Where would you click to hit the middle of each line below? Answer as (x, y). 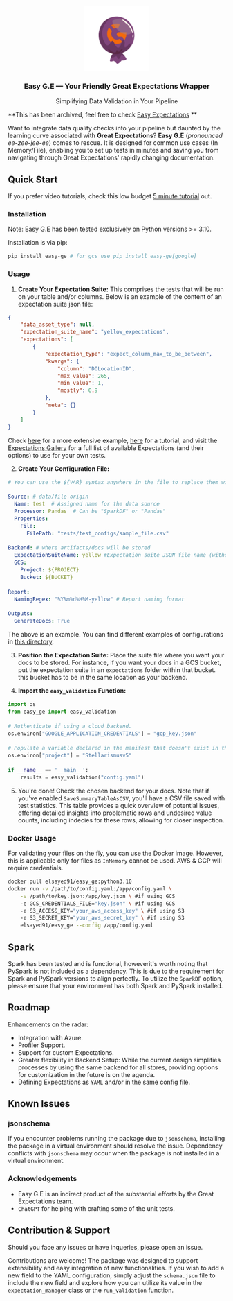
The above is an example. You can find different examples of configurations (116, 635)
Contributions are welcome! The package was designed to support (103, 1260)
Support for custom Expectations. (66, 1052)
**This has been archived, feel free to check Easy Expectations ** (103, 115)
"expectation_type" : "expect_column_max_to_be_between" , (129, 354)
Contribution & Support (59, 1231)
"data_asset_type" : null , (58, 325)
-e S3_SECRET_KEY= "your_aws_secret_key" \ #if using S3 (103, 918)
